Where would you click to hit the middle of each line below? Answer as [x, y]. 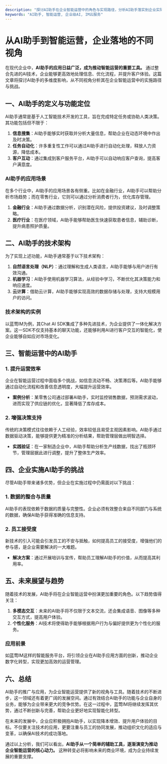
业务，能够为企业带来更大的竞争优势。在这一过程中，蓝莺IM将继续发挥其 [80, 704]
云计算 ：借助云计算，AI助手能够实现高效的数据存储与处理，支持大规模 [84, 291]
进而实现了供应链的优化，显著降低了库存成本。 [60, 403]
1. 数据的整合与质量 [28, 497]
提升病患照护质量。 [32, 226]
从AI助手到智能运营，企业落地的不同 [79, 41]
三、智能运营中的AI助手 [41, 353]
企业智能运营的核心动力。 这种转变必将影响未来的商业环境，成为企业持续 [80, 750]
